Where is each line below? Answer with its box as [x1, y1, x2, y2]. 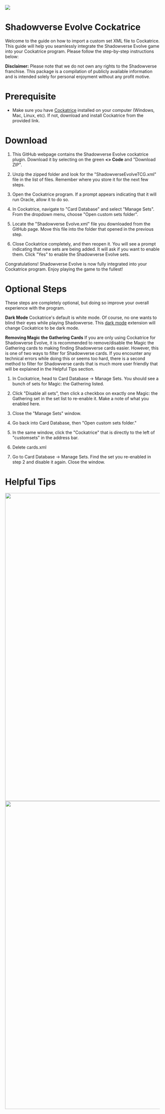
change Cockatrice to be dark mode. [5, 325, 80, 331]
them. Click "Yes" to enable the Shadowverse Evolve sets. [12, 251, 130, 257]
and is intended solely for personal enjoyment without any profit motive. [5, 73, 151, 79]
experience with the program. [5, 305, 65, 311]
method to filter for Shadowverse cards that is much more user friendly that [5, 360, 158, 367]
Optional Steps [5, 283, 67, 294]
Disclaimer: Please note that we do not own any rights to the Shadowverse [5, 63, 157, 69]
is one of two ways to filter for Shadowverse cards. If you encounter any [5, 350, 151, 356]
